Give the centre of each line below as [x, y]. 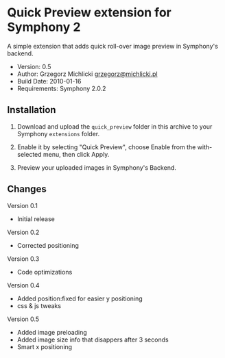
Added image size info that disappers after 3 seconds [93, 340]
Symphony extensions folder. [58, 133]
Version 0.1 [22, 205]
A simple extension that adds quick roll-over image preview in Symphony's [113, 46]
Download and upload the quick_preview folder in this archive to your [115, 126]
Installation [32, 110]
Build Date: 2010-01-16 [49, 81]
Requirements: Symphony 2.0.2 [61, 88]
